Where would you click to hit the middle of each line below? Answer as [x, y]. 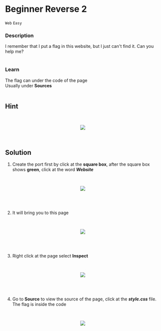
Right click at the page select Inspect [50, 256]
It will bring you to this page [40, 213]
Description [19, 36]
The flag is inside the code [39, 304]
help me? [14, 52]
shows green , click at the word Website [53, 170]
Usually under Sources [29, 85]
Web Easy [14, 23]
